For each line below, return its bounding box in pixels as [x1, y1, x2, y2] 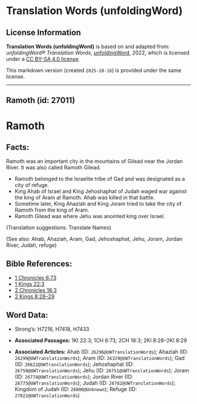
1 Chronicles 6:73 [14, 274, 57, 281]
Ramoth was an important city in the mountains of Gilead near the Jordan [6, 158, 183, 165]
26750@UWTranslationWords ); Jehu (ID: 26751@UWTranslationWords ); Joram [14, 367, 189, 374]
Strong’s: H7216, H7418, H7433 [14, 325, 90, 332]
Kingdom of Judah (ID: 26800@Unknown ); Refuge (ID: [14, 386, 137, 393]
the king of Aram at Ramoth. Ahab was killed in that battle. [14, 194, 155, 201]
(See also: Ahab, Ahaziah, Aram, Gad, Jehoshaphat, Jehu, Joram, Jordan [6, 236, 183, 243]
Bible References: [6, 259, 72, 269]
